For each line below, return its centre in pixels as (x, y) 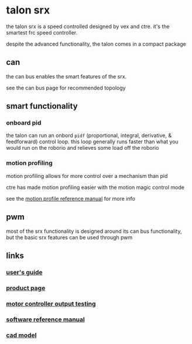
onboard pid (24, 123)
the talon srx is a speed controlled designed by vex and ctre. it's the (88, 26)
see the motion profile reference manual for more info (71, 198)
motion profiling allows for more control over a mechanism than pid (87, 176)
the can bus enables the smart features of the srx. (66, 76)
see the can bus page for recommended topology (66, 88)
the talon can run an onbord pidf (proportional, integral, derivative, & (89, 136)
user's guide (24, 272)
